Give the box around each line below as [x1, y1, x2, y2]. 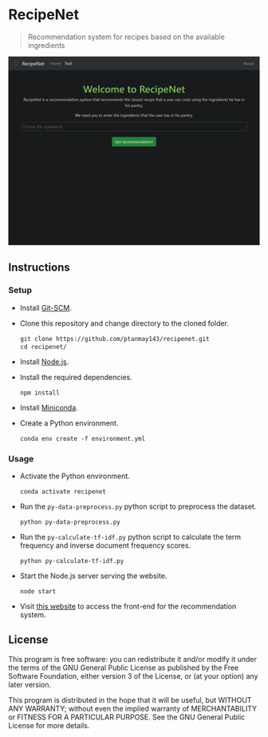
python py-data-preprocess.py [19, 517, 121, 526]
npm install [19, 389, 60, 397]
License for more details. [8, 720, 90, 730]
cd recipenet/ [19, 343, 67, 351]
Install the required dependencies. [19, 372, 133, 382]
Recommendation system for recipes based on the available [27, 32, 225, 42]
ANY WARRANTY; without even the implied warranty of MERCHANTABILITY [8, 703, 258, 713]
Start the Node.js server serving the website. [19, 571, 167, 580]
